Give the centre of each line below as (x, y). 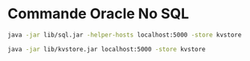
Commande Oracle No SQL (98, 14)
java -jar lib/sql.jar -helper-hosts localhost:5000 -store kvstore (125, 35)
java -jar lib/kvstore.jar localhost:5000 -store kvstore (107, 49)
